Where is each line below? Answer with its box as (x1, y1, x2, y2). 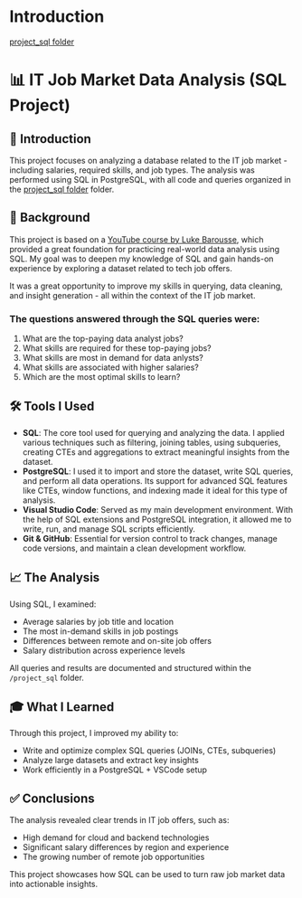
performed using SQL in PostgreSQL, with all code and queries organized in (9, 174, 291, 184)
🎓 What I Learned (9, 699, 115, 715)
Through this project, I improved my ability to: (9, 728, 179, 739)
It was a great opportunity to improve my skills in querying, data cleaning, (9, 280, 283, 291)
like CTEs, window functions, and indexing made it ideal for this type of (22, 485, 288, 496)
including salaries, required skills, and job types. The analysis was (9, 165, 255, 175)
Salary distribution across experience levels (22, 645, 185, 656)
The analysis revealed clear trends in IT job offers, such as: (9, 815, 230, 826)
